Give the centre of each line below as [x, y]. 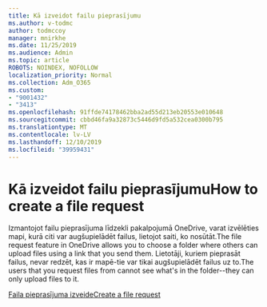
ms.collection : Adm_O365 [50, 82]
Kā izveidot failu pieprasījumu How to [133, 189]
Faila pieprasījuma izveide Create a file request [85, 295]
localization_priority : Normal [60, 75]
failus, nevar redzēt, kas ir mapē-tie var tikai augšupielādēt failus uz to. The [131, 262]
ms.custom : [26, 90]
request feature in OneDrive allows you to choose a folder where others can [133, 245]
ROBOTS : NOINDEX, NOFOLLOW [53, 68]
